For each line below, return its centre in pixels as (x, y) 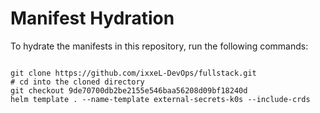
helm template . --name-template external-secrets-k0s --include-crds (160, 99)
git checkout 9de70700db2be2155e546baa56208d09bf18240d (129, 90)
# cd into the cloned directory (77, 82)
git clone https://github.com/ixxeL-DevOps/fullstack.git (133, 73)
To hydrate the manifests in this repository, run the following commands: (159, 46)
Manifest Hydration (92, 18)
